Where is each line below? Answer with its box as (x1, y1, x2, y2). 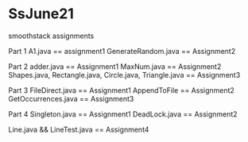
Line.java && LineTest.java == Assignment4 (8, 125, 149, 134)
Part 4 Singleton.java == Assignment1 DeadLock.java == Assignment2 (8, 109, 238, 119)
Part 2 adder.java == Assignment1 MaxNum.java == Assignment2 (8, 61, 222, 71)
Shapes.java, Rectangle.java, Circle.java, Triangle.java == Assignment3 (8, 70, 241, 79)
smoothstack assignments (8, 31, 95, 40)
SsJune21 (8, 5, 74, 23)
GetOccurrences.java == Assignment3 (8, 94, 134, 103)
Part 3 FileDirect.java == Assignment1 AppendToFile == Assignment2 (8, 85, 234, 95)
